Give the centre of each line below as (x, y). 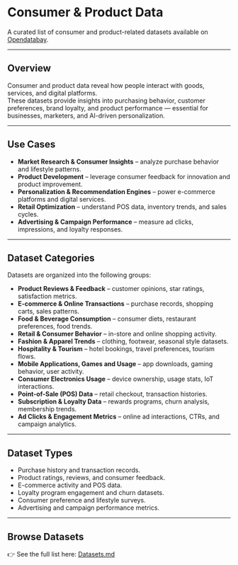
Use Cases (32, 145)
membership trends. (47, 409)
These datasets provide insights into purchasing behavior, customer (106, 101)
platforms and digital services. (62, 199)
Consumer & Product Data (85, 12)
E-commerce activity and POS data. (70, 485)
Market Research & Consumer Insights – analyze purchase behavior (118, 161)
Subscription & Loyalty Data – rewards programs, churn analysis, (113, 401)
